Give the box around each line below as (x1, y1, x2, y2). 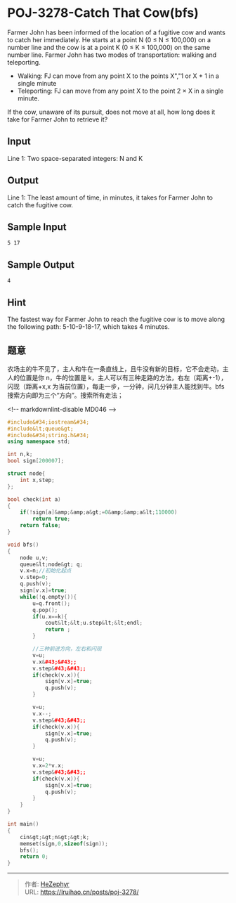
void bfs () (7, 541, 39, 548)
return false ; (20, 522, 61, 529)
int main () (7, 821, 39, 828)
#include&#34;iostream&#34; (7, 418, 90, 426)
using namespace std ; (7, 438, 71, 446)
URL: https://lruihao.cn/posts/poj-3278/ (24, 888, 139, 897)
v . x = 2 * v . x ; (32, 762, 65, 769)
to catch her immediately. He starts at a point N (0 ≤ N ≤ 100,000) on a (7, 35, 211, 44)
